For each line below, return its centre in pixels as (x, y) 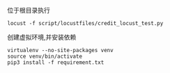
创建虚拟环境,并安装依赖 (42, 37)
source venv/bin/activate (45, 56)
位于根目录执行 (29, 10)
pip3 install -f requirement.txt (56, 63)
